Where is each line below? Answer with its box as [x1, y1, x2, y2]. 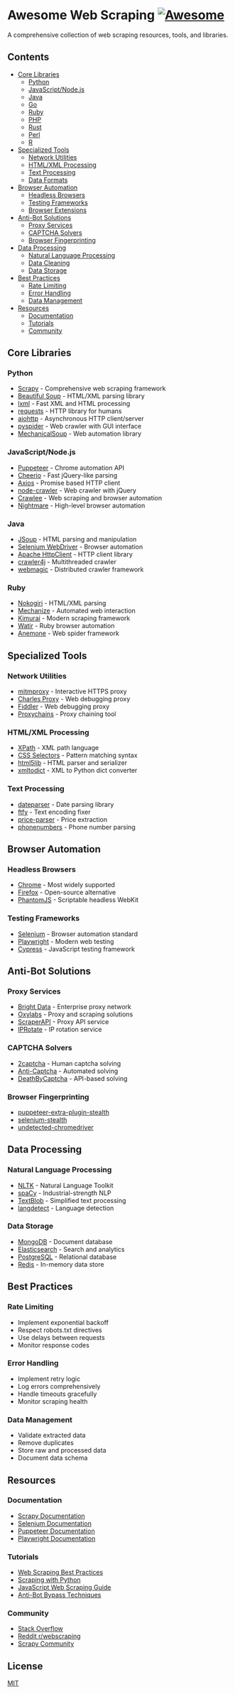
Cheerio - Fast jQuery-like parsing [17, 471, 118, 479]
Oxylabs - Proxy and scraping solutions [17, 1010, 133, 1018]
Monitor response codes [17, 1341, 90, 1349]
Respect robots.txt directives [17, 1326, 102, 1334]
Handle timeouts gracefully [17, 1390, 97, 1398]
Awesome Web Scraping [7, 7, 155, 23]
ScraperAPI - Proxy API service [17, 1018, 109, 1026]
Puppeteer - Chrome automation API [17, 463, 125, 472]
